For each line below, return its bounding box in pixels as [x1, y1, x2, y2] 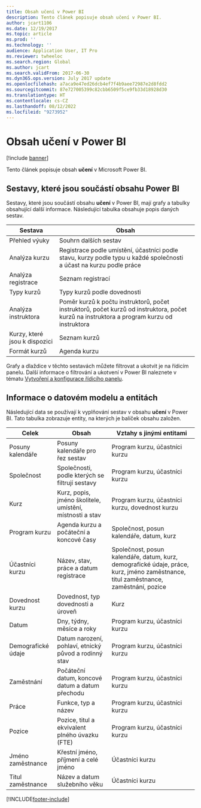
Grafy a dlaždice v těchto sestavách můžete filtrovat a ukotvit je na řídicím [6, 363, 189, 370]
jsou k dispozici [9, 338, 53, 346]
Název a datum [57, 773, 100, 781]
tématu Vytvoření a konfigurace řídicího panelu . [6, 375, 124, 382]
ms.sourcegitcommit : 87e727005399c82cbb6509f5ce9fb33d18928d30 [6, 87, 167, 93]
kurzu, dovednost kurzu [111, 503, 178, 512]
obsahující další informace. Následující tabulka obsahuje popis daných [6, 206, 179, 213]
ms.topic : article [6, 31, 52, 37]
